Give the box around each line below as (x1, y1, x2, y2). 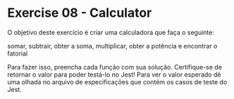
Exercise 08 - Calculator (7, 5, 152, 21)
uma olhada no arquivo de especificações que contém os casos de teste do (7, 77, 228, 86)
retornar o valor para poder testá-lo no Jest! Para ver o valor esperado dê (7, 70, 221, 79)
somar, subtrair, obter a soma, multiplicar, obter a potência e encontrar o (7, 41, 218, 50)
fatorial (7, 49, 28, 58)
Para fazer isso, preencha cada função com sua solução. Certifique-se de (7, 62, 222, 71)
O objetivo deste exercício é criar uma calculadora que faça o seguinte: (7, 28, 215, 37)
